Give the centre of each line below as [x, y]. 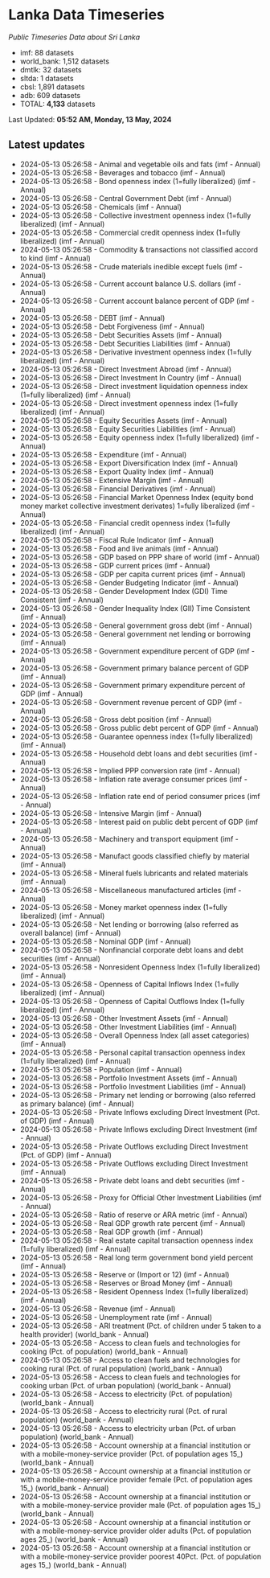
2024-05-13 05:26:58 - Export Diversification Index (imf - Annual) [129, 463]
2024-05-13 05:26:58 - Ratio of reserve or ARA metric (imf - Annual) [133, 1215]
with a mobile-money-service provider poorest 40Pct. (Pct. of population [141, 1556]
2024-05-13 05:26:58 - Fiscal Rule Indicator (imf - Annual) [117, 539]
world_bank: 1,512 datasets [65, 61]
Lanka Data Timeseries [86, 15]
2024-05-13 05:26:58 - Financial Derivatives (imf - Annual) [118, 489]
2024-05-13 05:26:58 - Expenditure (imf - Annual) [103, 454]
